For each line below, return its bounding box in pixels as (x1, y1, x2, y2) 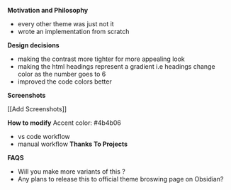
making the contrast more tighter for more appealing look (17, 55, 186, 63)
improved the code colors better (17, 77, 112, 86)
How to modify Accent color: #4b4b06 (7, 118, 122, 127)
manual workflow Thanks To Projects (17, 140, 128, 148)
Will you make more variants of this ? (17, 167, 125, 176)
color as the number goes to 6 (17, 70, 106, 78)
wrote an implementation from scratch (17, 28, 130, 35)
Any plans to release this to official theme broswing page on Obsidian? (17, 175, 224, 183)
